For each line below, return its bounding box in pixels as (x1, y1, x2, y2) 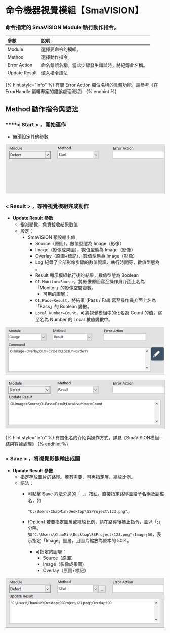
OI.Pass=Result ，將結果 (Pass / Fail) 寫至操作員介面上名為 (35, 297, 156, 303)
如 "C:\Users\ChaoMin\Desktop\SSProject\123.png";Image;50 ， (27, 531, 157, 537)
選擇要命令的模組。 (41, 46, 81, 52)
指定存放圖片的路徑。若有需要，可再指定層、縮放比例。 (20, 474, 136, 480)
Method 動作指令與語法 (5, 105, 78, 113)
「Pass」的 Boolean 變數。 (35, 304, 92, 310)
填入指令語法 (41, 70, 68, 76)
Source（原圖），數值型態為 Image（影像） (35, 241, 124, 247)
